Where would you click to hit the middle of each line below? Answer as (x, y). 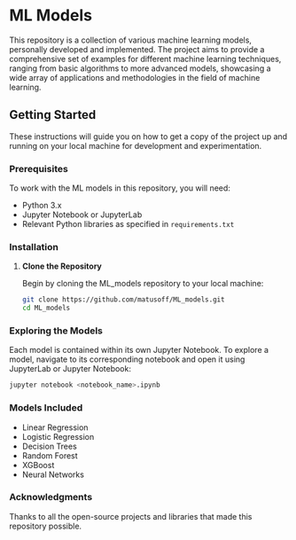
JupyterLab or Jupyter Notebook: (70, 369)
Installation (34, 247)
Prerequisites (39, 168)
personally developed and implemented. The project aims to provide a (137, 49)
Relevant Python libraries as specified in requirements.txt (128, 224)
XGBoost (38, 465)
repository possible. (46, 526)
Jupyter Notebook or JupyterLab (82, 215)
